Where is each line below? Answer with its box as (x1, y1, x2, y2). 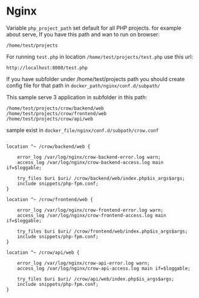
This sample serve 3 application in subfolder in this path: (6, 93, 148, 101)
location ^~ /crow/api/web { (6, 250, 80, 256)
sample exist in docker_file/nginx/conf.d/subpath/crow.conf (6, 126, 159, 134)
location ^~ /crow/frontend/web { (6, 196, 94, 202)
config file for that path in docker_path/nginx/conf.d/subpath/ (6, 82, 160, 89)
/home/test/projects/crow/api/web (6, 116, 94, 122)
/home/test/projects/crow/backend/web (6, 105, 104, 111)
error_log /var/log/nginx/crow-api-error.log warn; (17, 260, 150, 266)
